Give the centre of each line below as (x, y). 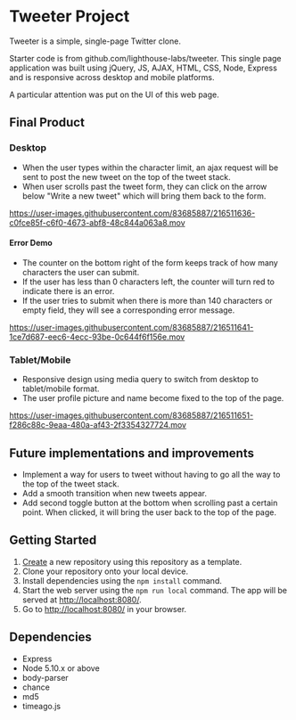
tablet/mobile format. (61, 389)
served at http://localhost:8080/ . (82, 600)
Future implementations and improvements (132, 453)
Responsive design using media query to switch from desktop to (140, 380)
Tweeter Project (70, 16)
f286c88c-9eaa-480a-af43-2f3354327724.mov (98, 425)
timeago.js (41, 706)
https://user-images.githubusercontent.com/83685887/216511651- (132, 415)
